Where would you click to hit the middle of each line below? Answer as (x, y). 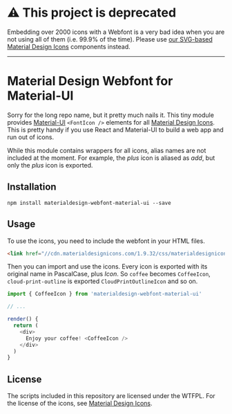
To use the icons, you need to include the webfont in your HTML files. (106, 241)
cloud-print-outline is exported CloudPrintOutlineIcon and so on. (103, 281)
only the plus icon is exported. (50, 165)
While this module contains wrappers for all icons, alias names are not (107, 150)
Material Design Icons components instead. (69, 46)
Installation (32, 187)
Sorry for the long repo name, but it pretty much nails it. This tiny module (110, 115)
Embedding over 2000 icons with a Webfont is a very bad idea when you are (116, 32)
